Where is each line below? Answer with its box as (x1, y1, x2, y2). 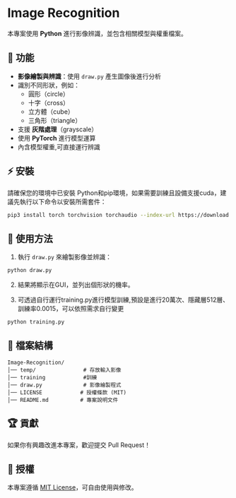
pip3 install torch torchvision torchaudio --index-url (7, 211, 175, 218)
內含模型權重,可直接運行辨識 (17, 143, 100, 151)
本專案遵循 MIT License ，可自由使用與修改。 (7, 483, 138, 492)
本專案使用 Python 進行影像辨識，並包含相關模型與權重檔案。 (7, 29, 187, 37)
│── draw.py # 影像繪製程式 (7, 381, 122, 389)
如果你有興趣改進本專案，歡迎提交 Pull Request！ (7, 440, 151, 449)
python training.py (7, 319, 65, 326)
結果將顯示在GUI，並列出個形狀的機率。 (17, 280, 134, 289)
